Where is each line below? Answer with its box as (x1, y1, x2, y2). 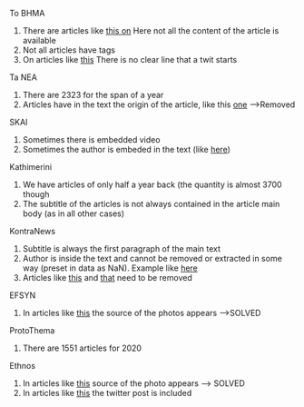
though (22, 189, 50, 199)
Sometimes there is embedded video (22, 134, 161, 144)
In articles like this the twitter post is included (22, 388, 192, 398)
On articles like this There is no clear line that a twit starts (22, 55, 238, 65)
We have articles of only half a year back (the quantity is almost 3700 (22, 179, 283, 190)
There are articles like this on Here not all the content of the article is (22, 25, 279, 35)
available (22, 35, 56, 45)
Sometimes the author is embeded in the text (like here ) (22, 144, 231, 154)
